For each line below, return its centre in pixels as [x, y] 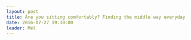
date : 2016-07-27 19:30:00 [40, 22]
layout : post [22, 11]
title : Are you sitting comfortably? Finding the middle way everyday [96, 17]
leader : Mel [21, 28]
